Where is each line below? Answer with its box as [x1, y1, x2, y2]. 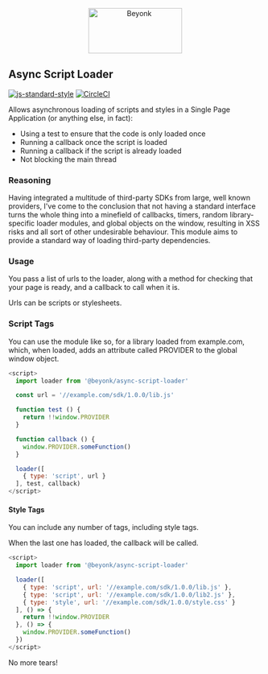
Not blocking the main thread [19, 154, 117, 164]
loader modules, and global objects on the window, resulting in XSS [36, 218, 260, 229]
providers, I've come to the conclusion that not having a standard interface [8, 201, 256, 211]
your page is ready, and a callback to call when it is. [8, 283, 180, 292]
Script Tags [8, 318, 55, 329]
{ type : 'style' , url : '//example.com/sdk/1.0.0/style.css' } [23, 598, 236, 606]
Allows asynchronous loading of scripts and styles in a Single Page [8, 105, 231, 114]
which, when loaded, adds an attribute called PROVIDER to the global [8, 345, 237, 354]
